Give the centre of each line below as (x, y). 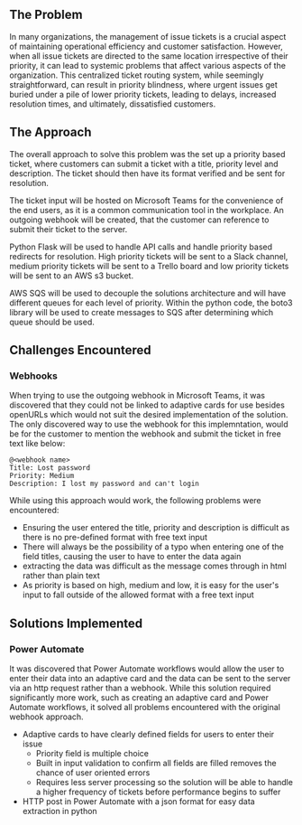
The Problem (46, 15)
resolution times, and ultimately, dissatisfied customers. (113, 104)
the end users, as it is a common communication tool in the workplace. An (146, 210)
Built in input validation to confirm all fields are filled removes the (156, 763)
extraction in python (59, 811)
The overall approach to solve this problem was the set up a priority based (147, 154)
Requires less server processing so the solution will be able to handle (164, 782)
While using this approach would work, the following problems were (135, 501)
